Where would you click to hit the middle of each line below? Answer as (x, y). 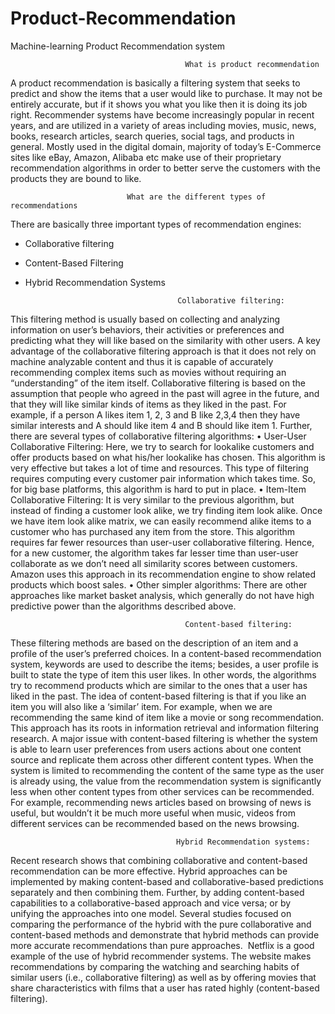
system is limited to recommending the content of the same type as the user (167, 770)
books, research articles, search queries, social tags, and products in (152, 136)
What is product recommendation (252, 64)
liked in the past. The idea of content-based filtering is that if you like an (158, 696)
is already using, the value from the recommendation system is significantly (166, 781)
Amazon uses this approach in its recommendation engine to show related (163, 574)
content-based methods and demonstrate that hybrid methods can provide (165, 934)
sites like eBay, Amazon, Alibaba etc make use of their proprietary (146, 157)
